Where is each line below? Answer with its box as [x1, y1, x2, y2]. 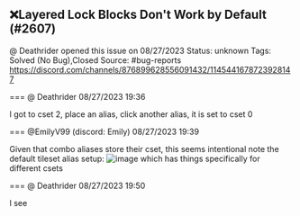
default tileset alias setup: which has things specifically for [9, 153, 260, 164]
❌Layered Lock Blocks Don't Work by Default [9, 7, 268, 22]
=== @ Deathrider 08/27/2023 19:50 [9, 180, 146, 191]
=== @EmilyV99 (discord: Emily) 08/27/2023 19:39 [9, 126, 200, 137]
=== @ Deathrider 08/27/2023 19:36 [9, 91, 146, 102]
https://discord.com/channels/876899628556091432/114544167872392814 [9, 64, 291, 75]
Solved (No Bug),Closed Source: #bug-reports [9, 54, 182, 66]
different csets [9, 162, 63, 174]
